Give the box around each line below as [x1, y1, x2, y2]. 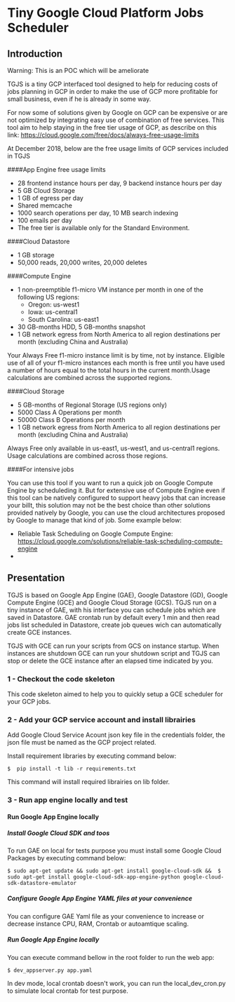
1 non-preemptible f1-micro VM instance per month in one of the [17, 285, 203, 294]
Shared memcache [17, 201, 72, 210]
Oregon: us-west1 [27, 300, 79, 309]
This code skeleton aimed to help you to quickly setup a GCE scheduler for [7, 690, 223, 698]
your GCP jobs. [7, 698, 51, 706]
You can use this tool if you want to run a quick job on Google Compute [7, 479, 213, 487]
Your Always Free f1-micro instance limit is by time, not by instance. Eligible [7, 351, 225, 359]
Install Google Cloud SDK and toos [7, 829, 110, 837]
